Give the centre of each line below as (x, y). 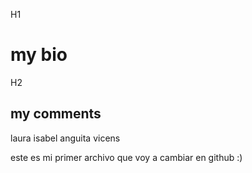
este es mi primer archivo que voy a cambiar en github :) (126, 157)
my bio (39, 55)
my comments (56, 114)
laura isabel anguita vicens (65, 138)
